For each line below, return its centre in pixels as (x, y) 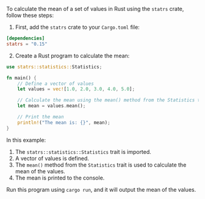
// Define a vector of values (56, 84)
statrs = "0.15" (27, 44)
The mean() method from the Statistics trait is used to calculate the (101, 165)
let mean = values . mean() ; (52, 106)
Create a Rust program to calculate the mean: (72, 56)
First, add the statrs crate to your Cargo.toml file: (77, 27)
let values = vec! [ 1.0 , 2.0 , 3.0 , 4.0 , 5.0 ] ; (76, 89)
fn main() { (21, 78)
